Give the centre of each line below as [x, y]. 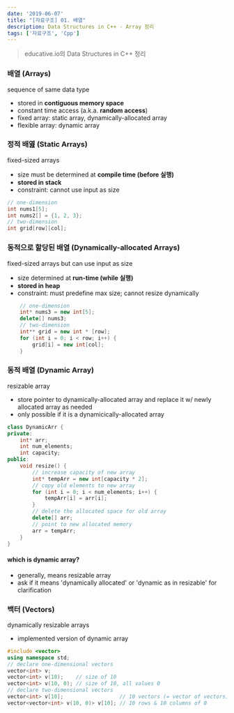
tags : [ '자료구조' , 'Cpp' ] [44, 33]
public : [18, 460]
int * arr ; [34, 440]
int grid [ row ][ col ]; [37, 228]
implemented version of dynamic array [73, 638]
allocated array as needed [55, 407]
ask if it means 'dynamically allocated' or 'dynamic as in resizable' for [117, 583]
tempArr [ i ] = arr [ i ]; [76, 498]
